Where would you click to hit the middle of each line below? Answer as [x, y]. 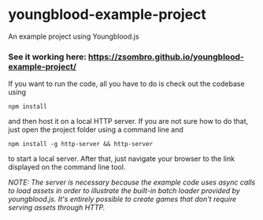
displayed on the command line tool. [67, 167]
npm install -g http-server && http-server [81, 144]
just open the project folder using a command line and [96, 130]
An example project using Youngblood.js [74, 36]
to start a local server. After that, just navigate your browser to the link [121, 158]
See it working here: [47, 57]
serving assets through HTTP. [57, 207]
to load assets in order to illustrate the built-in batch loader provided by [124, 191]
